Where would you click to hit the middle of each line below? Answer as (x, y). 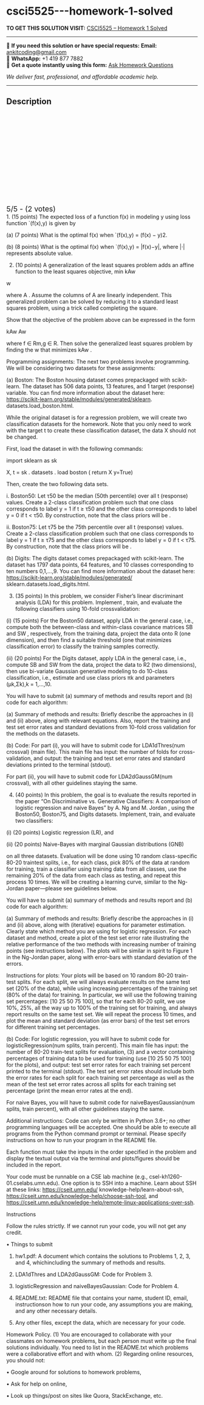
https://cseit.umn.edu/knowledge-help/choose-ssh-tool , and (82, 1196)
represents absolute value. (39, 253)
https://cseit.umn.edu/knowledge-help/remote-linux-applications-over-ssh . (101, 1202)
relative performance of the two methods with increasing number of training (101, 944)
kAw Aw (16, 331)
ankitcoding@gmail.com (36, 52)
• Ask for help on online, (37, 1384)
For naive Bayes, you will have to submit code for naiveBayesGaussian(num (101, 1102)
